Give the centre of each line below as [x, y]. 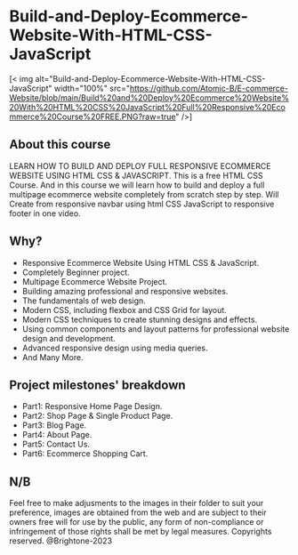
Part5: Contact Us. [56, 444]
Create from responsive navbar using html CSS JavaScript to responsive [142, 204]
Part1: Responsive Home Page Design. [92, 406]
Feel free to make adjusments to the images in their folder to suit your [137, 503]
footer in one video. [45, 213]
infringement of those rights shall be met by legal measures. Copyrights [141, 532]
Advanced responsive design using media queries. [115, 348]
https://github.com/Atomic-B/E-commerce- [209, 88]
